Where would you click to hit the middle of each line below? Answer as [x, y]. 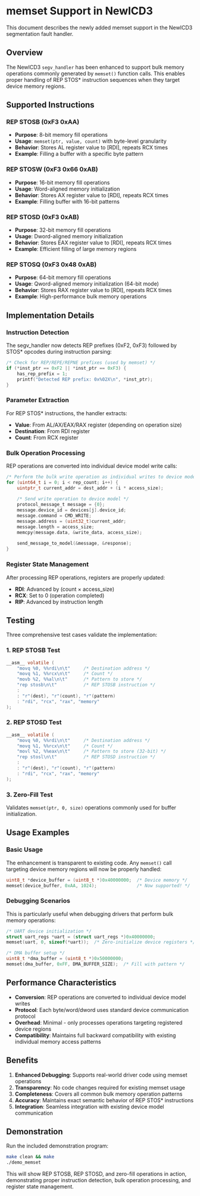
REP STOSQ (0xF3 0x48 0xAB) [51, 264]
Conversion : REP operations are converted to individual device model [100, 997]
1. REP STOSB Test [33, 651]
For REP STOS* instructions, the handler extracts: [67, 413]
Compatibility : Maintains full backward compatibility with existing [95, 1035]
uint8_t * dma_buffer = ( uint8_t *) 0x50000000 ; [65, 959]
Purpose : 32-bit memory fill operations [63, 230]
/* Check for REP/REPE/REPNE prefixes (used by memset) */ [81, 363]
